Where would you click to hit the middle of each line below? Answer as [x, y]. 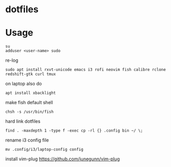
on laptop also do [24, 84]
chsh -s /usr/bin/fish [29, 112]
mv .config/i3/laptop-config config [44, 150]
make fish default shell [29, 103]
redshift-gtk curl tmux [31, 74]
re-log [12, 60]
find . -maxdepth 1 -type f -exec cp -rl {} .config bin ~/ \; [74, 131]
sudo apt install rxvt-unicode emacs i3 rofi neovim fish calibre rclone [86, 70]
